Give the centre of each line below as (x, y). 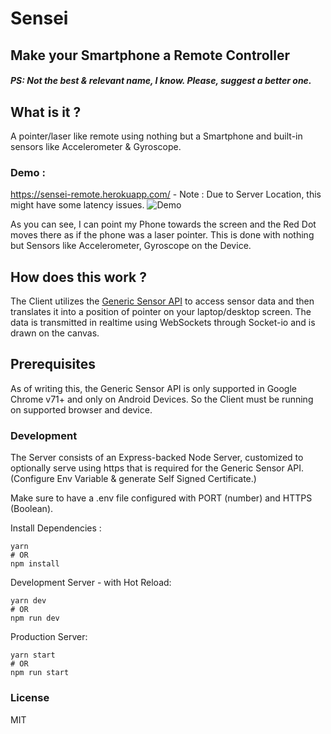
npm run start (40, 673)
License (30, 698)
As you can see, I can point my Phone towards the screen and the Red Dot (163, 224)
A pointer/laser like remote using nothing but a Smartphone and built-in (156, 136)
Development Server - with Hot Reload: (91, 583)
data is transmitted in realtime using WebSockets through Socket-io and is (163, 323)
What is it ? (46, 112)
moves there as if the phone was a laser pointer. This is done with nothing (162, 235)
